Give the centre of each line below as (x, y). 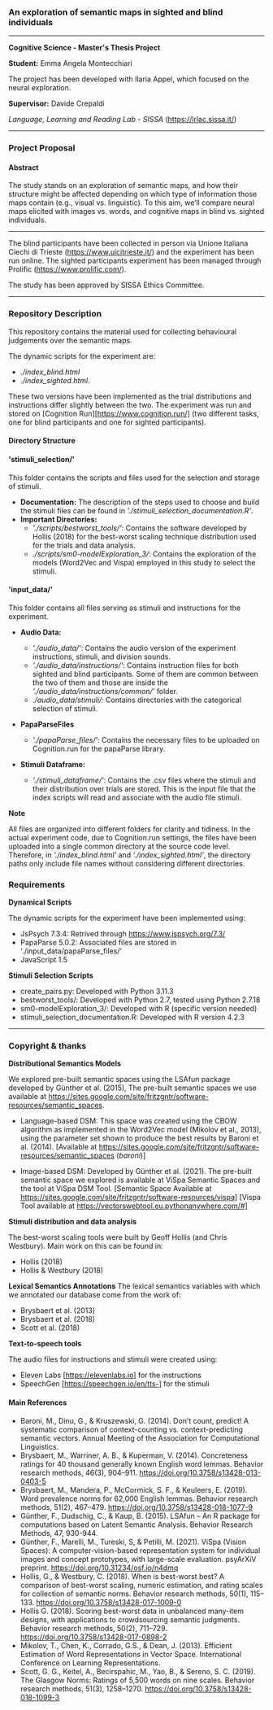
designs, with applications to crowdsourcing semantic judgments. (130, 1619)
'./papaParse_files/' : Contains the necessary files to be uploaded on (146, 739)
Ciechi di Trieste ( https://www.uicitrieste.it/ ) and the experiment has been (131, 252)
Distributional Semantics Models (65, 1063)
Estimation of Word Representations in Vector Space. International (131, 1654)
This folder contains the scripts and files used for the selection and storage (134, 478)
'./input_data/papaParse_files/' (71, 951)
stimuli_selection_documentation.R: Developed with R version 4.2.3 (132, 1017)
